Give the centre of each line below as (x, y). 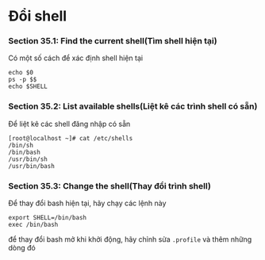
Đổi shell (38, 16)
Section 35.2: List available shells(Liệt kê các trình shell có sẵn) (133, 106)
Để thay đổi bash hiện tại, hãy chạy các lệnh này (87, 203)
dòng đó (22, 248)
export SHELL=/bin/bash (48, 218)
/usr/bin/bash (32, 166)
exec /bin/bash (33, 225)
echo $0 (21, 73)
